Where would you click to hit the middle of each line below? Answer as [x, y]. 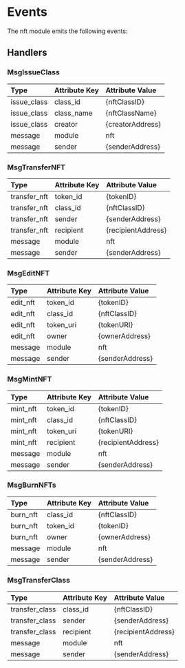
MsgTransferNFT [36, 167]
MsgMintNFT [30, 379]
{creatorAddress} [133, 124]
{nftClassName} [131, 113]
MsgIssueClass [33, 72]
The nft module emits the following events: [67, 31]
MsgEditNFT [29, 273]
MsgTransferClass [39, 580]
